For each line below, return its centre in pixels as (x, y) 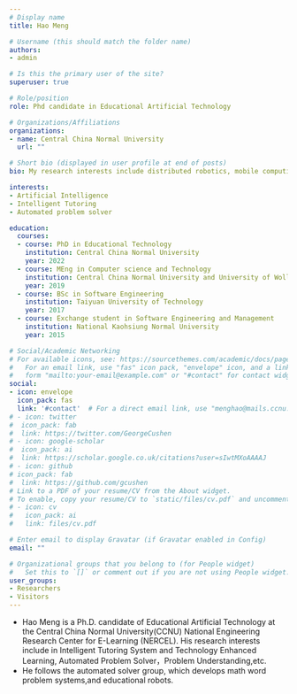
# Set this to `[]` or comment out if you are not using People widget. (150, 572)
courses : (33, 236)
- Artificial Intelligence (59, 196)
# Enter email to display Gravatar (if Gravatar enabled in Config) (138, 540)
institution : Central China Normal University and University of (148, 277)
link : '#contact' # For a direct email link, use (112, 408)
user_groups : (33, 581)
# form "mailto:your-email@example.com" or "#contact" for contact (140, 376)
